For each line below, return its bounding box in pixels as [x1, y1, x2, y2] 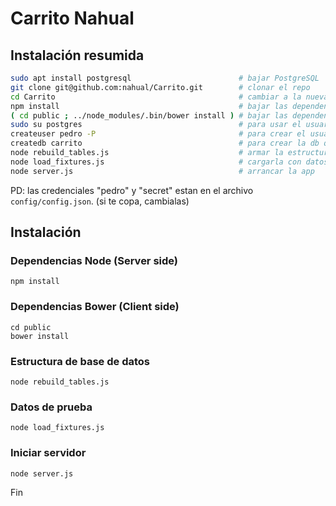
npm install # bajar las [10, 101, 288, 111]
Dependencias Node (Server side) [10, 253, 179, 267]
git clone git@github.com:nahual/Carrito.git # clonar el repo [10, 82, 311, 92]
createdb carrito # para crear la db [10, 138, 320, 149]
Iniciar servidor [10, 446, 87, 460]
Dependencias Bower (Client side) [10, 300, 180, 314]
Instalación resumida [10, 47, 145, 64]
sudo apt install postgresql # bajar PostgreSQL [10, 73, 320, 83]
